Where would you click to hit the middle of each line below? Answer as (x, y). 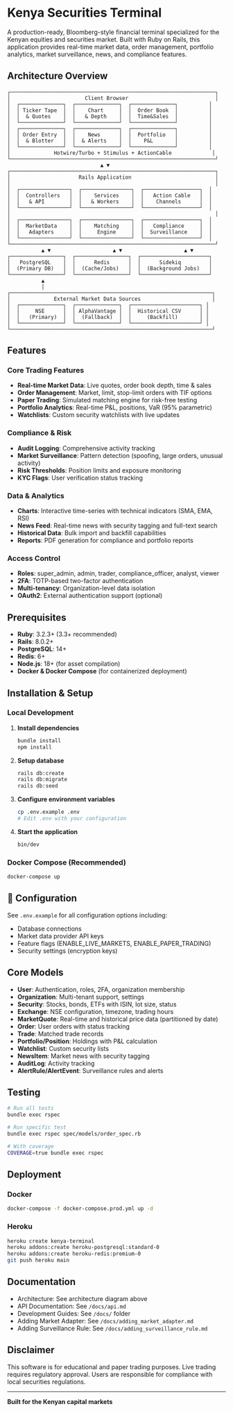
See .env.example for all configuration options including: (87, 915)
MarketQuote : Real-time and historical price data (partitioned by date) (118, 1019)
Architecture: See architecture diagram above (82, 1298)
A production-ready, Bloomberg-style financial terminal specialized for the (113, 32)
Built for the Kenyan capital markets (60, 1401)
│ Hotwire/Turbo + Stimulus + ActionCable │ (111, 153)
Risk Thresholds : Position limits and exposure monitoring (99, 470)
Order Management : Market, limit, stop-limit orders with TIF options (114, 393)
